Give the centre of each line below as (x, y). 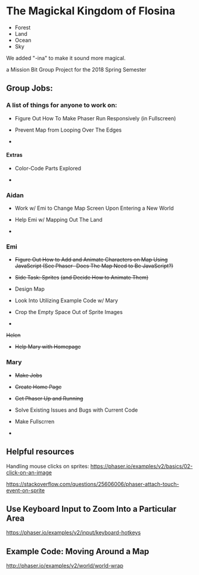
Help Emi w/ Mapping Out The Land (59, 220)
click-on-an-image (29, 473)
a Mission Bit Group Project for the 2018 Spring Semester (76, 69)
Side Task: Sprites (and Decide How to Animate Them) (82, 278)
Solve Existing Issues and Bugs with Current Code (76, 410)
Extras (14, 155)
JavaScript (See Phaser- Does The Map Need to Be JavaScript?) (94, 266)
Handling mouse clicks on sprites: (48, 466)
